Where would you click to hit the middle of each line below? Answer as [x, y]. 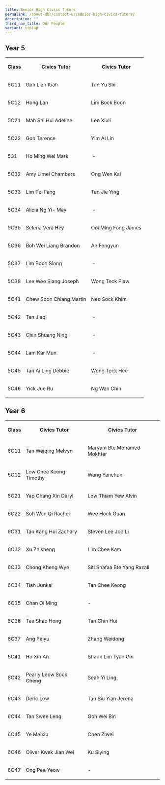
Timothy [35, 478]
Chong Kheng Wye [48, 567]
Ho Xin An [37, 656]
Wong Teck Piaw [110, 281]
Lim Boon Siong [44, 263]
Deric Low [38, 698]
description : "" [22, 19]
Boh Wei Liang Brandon [53, 246]
